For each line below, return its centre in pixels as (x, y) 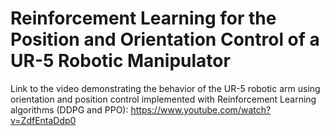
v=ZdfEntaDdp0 (43, 120)
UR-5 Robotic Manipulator (120, 61)
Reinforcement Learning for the (143, 18)
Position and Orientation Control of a (165, 39)
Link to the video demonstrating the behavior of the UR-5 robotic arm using (165, 88)
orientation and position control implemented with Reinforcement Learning (163, 99)
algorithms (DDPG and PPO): (69, 109)
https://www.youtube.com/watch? (201, 109)
